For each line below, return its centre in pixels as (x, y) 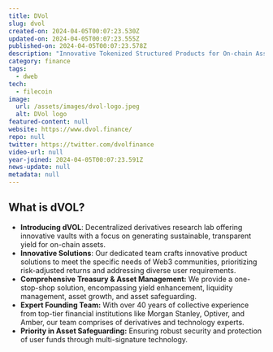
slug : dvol (27, 24)
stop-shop (37, 287)
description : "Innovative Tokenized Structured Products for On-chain (130, 54)
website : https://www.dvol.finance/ (70, 129)
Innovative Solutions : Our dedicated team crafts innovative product (134, 253)
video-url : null (36, 152)
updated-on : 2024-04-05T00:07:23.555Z (74, 39)
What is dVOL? (47, 208)
